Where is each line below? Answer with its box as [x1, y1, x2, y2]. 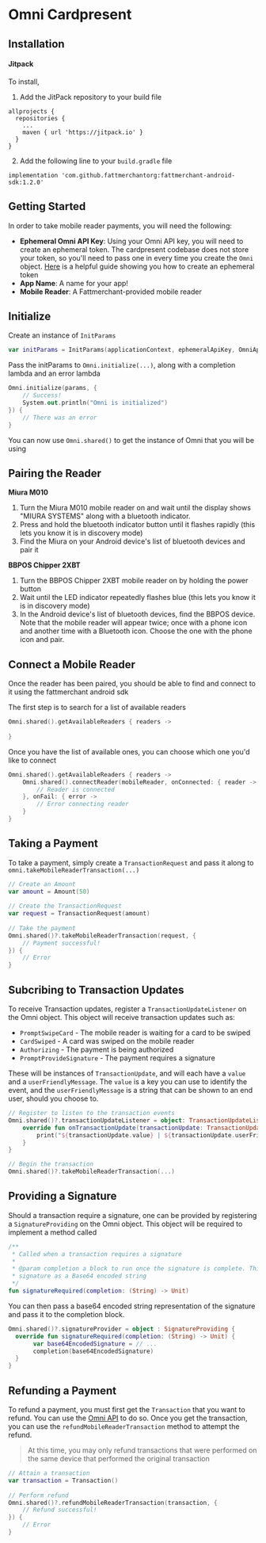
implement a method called [8, 1227, 97, 1237]
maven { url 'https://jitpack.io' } [22, 128, 144, 136]
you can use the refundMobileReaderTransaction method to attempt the [8, 1422, 240, 1431]
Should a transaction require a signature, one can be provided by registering [8, 1210, 257, 1220]
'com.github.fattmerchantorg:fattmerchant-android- [61, 171, 236, 179]
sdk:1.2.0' [8, 178, 44, 186]
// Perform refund [8, 1491, 69, 1499]
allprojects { [8, 107, 55, 116]
